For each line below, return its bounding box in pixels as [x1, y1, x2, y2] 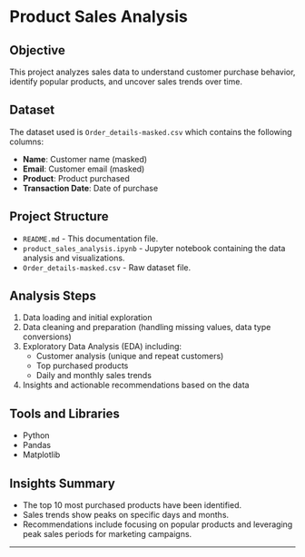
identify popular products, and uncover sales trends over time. [9, 76, 243, 87]
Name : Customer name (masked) [22, 153, 148, 164]
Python [22, 430, 50, 441]
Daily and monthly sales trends [35, 370, 152, 381]
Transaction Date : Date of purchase [22, 182, 159, 193]
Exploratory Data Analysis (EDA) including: [22, 341, 182, 352]
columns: [9, 136, 44, 147]
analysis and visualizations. [22, 252, 125, 263]
